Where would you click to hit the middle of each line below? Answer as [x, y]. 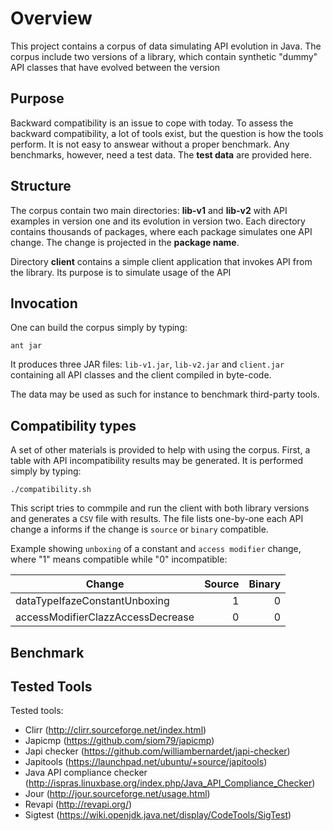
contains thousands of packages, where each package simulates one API [161, 231]
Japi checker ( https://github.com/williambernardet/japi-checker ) [157, 751]
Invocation [44, 303]
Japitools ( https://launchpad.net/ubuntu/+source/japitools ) [146, 762]
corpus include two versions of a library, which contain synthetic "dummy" [164, 56]
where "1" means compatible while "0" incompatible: [119, 559]
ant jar [26, 346]
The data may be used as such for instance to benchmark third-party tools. [165, 394]
